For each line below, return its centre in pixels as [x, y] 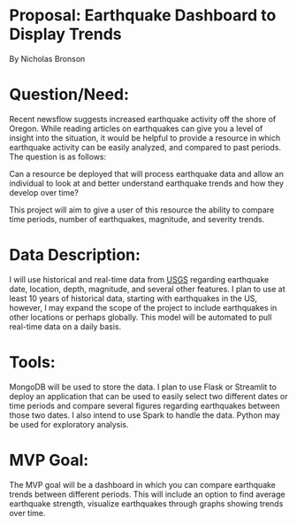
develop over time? [44, 192]
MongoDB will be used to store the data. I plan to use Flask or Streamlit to [143, 387]
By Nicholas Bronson [47, 58]
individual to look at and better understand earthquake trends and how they [147, 183]
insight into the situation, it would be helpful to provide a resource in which [145, 137]
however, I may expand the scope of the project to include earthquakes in [143, 307]
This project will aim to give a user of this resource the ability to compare [142, 210]
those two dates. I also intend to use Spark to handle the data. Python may [145, 415]
